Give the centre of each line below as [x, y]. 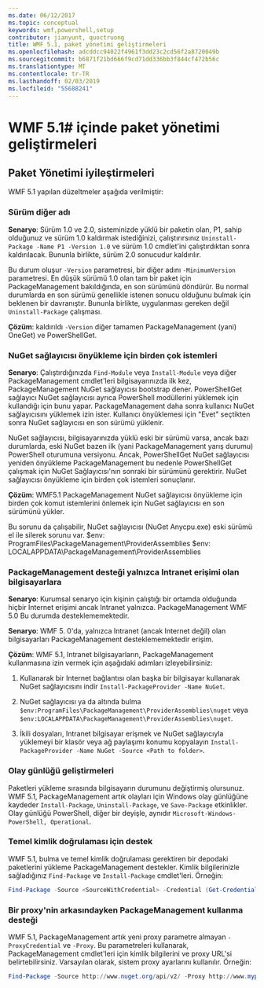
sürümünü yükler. [37, 511]
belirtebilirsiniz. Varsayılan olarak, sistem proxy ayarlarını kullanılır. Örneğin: [130, 962]
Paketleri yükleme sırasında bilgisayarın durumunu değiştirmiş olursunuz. [126, 788]
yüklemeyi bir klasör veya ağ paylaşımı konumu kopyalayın [114, 742]
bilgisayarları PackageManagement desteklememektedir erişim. [111, 639]
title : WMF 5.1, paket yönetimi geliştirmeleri [88, 45]
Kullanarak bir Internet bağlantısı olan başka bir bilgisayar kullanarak [130, 678]
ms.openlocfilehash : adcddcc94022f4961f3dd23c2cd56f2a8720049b [114, 52]
